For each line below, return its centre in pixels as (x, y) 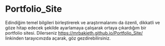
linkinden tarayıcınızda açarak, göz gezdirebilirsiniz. (58, 38)
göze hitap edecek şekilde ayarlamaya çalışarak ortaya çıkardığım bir (76, 27)
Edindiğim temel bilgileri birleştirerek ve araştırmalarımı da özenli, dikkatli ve (82, 23)
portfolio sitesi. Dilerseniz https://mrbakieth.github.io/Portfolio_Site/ (74, 33)
